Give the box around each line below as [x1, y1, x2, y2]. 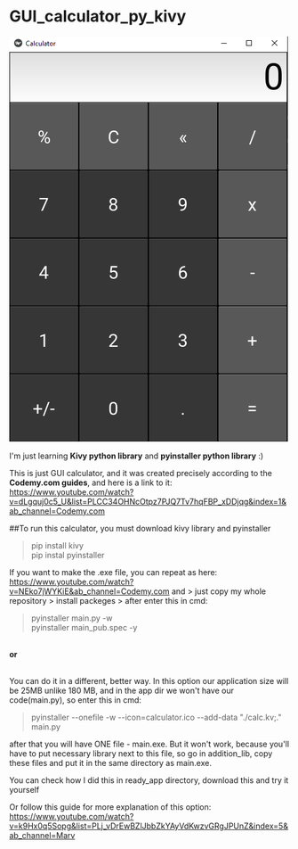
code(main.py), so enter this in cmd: [9, 694, 142, 705]
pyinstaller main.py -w [30, 613, 113, 623]
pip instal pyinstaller [30, 549, 105, 560]
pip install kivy [30, 540, 85, 550]
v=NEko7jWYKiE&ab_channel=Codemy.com [9, 586, 171, 597]
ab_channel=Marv [9, 829, 76, 840]
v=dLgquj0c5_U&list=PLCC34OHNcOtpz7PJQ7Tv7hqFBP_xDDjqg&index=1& [9, 496, 287, 507]
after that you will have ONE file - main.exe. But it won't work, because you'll [9, 738, 290, 749]
